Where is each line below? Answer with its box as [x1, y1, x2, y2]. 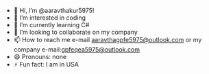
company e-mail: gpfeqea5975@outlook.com [13, 45, 140, 54]
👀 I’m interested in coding [13, 14, 86, 22]
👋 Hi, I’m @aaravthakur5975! [13, 7, 95, 14]
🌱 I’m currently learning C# [13, 21, 90, 29]
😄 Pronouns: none [13, 53, 67, 60]
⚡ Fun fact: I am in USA [13, 60, 79, 68]
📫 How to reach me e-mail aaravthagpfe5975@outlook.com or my [13, 36, 202, 43]
